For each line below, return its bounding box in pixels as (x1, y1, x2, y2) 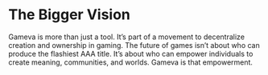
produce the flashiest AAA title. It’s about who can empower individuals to (8, 49, 254, 58)
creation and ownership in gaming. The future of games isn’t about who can (8, 40, 260, 49)
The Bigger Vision (8, 6, 131, 24)
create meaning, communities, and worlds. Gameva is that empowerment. (8, 57, 254, 67)
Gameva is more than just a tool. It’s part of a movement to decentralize (8, 32, 245, 41)
